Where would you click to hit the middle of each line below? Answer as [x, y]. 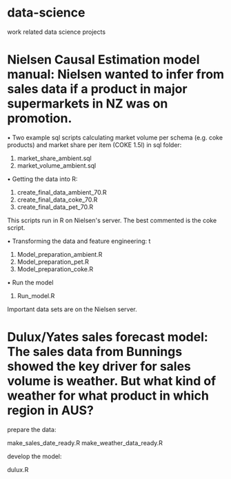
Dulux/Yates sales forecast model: [108, 337]
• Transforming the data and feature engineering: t [79, 241]
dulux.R [18, 469]
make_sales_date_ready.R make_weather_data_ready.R [85, 442]
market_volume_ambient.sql [57, 165]
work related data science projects [56, 32]
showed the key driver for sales [99, 366]
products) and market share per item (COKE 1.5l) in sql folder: [94, 145]
